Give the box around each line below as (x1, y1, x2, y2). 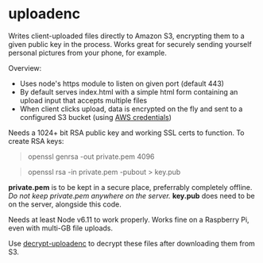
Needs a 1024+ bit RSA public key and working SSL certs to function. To (8, 128, 245, 137)
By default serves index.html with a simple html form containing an (19, 87, 238, 96)
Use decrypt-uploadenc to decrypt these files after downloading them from (8, 238, 256, 248)
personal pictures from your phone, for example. (8, 48, 167, 57)
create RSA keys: (8, 136, 64, 145)
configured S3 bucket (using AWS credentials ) (19, 112, 172, 122)
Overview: (8, 63, 42, 72)
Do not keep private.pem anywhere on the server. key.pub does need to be (8, 191, 256, 200)
